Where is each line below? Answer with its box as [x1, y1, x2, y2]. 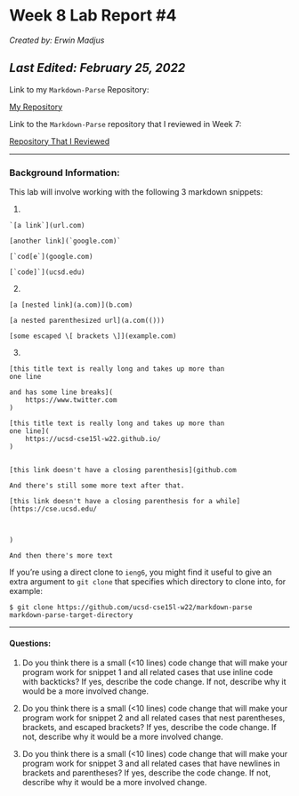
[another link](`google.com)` [9, 237, 122, 245]
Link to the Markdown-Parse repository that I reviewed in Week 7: [9, 118, 242, 129]
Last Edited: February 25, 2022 [9, 60, 186, 76]
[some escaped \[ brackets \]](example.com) [9, 332, 177, 341]
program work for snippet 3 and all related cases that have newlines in [21, 758, 280, 769]
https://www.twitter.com [25, 396, 117, 405]
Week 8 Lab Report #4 [9, 5, 177, 26]
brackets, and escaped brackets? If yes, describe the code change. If [21, 722, 278, 733]
